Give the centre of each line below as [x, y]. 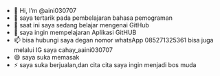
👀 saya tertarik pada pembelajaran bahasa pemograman [93, 18]
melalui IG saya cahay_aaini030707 [63, 50]
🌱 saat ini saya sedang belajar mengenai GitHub [81, 25]
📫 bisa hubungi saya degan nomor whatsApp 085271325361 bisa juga [113, 40]
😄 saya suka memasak [46, 57]
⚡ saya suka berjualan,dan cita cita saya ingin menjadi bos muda [105, 65]
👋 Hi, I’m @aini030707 [45, 11]
